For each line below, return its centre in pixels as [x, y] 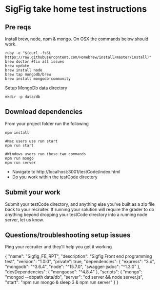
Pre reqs [18, 27]
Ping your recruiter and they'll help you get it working [59, 247]
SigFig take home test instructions [76, 9]
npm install [17, 133]
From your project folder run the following [47, 123]
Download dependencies [44, 112]
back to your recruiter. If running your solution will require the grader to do [80, 209]
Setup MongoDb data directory [36, 88]
